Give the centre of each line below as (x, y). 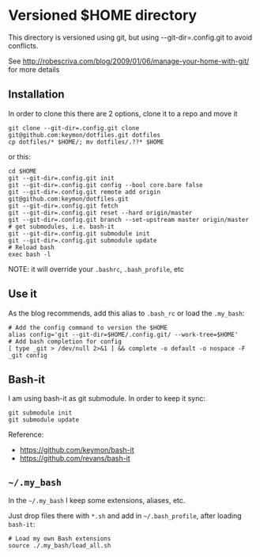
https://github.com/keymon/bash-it (77, 450)
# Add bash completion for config (65, 341)
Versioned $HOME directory (103, 15)
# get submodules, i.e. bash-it (61, 227)
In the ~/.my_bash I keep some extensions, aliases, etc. (97, 501)
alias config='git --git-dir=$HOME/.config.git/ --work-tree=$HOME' (123, 334)
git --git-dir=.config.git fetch (63, 206)
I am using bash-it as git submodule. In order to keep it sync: (107, 399)
